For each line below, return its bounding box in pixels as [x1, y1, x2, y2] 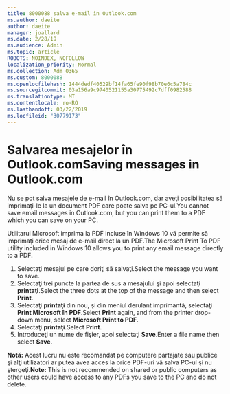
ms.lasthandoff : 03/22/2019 [7, 106, 88, 113]
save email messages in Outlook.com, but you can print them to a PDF [7, 208, 206, 217]
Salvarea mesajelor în [7, 142, 133, 157]
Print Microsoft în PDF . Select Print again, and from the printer [16, 308, 194, 316]
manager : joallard [7, 29, 60, 36]
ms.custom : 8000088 [7, 74, 63, 81]
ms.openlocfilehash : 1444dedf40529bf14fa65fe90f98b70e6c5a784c [7, 80, 192, 87]
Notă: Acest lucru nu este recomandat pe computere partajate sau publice [7, 351, 218, 359]
